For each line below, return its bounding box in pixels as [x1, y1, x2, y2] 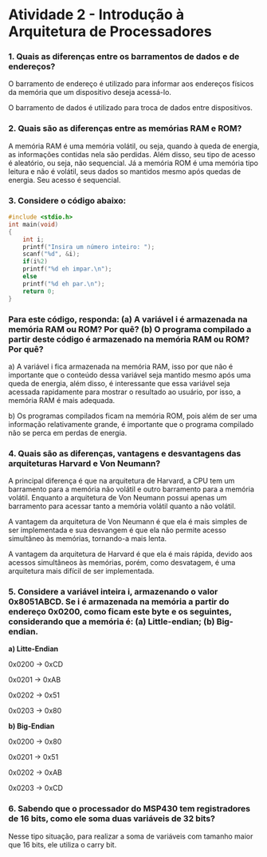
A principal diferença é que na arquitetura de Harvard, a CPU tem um [8, 476, 235, 486]
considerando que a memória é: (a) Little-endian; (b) [8, 616, 215, 627]
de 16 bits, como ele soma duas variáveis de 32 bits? [8, 813, 215, 824]
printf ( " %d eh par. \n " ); [22, 279, 105, 288]
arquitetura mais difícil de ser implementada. [8, 567, 155, 576]
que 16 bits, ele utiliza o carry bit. [8, 839, 117, 849]
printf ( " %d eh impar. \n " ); [22, 265, 112, 273]
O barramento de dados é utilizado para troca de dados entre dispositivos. [8, 103, 253, 113]
